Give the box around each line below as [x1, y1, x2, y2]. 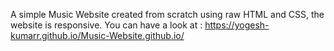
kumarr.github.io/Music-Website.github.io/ [10, 30, 185, 41]
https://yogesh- [204, 19, 270, 31]
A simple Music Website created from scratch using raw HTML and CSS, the [10, 9, 325, 20]
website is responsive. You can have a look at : [10, 19, 203, 31]
